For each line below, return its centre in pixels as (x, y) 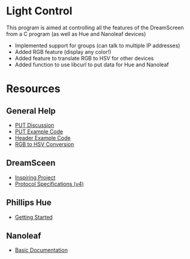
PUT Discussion (35, 125)
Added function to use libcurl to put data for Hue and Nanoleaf (92, 65)
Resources (33, 89)
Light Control (39, 11)
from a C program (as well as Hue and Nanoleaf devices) (76, 33)
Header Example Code (42, 138)
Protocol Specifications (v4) (49, 184)
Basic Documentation (41, 250)
